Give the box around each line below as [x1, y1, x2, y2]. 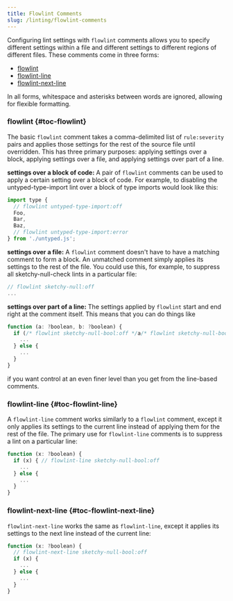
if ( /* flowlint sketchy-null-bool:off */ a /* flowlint [13, 329, 175, 337]
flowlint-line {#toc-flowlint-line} [7, 399, 118, 409]
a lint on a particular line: [7, 437, 78, 445]
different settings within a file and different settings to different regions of [7, 43, 217, 51]
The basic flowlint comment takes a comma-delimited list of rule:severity [7, 133, 224, 141]
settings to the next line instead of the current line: [7, 529, 151, 537]
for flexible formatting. [7, 99, 71, 108]
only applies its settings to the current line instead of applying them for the [7, 422, 221, 431]
